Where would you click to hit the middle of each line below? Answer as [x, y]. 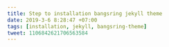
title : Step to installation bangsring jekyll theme [85, 13]
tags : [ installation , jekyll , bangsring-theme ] [77, 26]
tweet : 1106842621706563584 [48, 33]
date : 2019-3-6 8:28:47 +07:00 [52, 20]
